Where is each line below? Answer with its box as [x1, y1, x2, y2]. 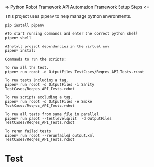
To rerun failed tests [5, 129, 51, 134]
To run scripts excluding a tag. [5, 95, 73, 100]
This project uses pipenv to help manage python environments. [5, 14, 132, 19]
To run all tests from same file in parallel [5, 112, 99, 117]
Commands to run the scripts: [5, 57, 67, 61]
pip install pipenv [5, 23, 45, 28]
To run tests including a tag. [5, 78, 68, 83]
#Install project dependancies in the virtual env [5, 44, 110, 49]
